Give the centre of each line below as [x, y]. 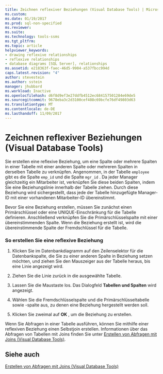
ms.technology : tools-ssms [32, 37]
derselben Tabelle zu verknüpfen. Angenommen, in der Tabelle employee [77, 172]
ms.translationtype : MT [29, 105]
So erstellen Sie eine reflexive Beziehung [54, 240]
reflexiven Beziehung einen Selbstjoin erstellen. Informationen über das [76, 329]
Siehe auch [22, 355]
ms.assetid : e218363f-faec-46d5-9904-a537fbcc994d [57, 69]
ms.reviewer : [18, 28]
